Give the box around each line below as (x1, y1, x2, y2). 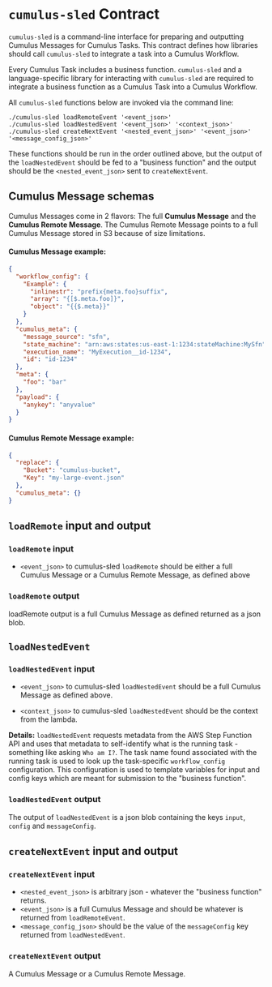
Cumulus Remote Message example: (8, 433, 134, 443)
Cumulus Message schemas (8, 190, 155, 204)
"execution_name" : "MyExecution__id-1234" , (23, 348, 172, 356)
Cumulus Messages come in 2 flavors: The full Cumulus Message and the (8, 211, 257, 221)
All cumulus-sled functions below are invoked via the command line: (8, 97, 234, 107)
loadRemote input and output (8, 519, 151, 533)
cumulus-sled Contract (8, 5, 160, 24)
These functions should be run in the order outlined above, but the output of (8, 148, 263, 158)
